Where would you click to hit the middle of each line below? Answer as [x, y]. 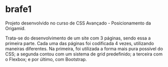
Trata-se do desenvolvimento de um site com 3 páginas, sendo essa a [78, 38]
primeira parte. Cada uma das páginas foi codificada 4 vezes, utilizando [80, 43]
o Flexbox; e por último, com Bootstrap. [46, 59]
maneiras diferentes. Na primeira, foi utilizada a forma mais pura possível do [84, 48]
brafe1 [18, 9]
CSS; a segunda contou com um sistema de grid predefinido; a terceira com [84, 54]
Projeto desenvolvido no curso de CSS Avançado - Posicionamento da [78, 23]
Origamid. [16, 28]
